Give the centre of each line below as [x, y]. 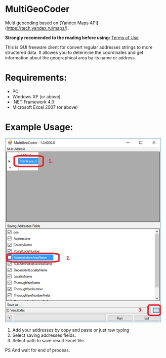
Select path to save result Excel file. [49, 340]
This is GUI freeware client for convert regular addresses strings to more [79, 47]
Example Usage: [39, 127]
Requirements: [36, 78]
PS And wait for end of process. [38, 350]
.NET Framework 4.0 [33, 102]
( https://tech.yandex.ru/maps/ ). [37, 28]
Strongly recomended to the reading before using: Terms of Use [72, 38]
